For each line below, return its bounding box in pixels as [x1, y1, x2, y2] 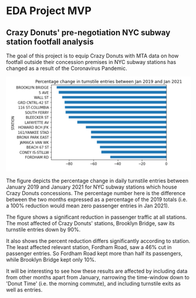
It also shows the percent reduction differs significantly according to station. [6, 237, 191, 245]
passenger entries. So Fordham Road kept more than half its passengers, [6, 250, 183, 257]
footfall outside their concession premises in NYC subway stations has [6, 59, 177, 65]
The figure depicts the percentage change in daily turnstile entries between [6, 178, 189, 185]
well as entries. [6, 286, 43, 293]
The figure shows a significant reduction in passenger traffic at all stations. [6, 213, 187, 221]
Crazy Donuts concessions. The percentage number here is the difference [6, 190, 186, 197]
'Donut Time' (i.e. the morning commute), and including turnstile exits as [6, 280, 181, 287]
